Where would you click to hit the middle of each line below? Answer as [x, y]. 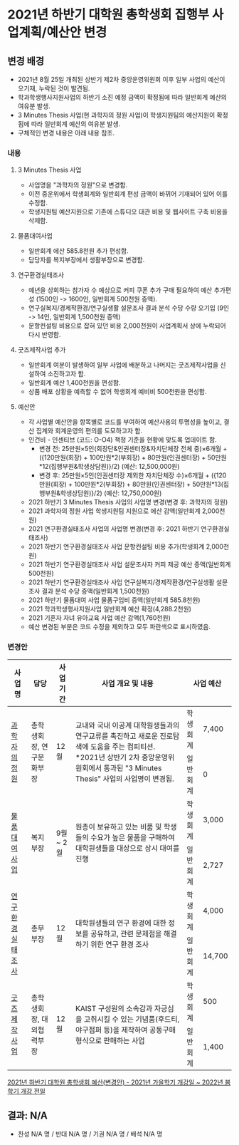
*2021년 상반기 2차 [108, 757]
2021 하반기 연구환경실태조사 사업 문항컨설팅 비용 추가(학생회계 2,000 [126, 546]
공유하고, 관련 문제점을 [126, 933]
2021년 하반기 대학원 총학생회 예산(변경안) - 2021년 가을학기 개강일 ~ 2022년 [115, 1082]
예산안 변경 [77, 32]
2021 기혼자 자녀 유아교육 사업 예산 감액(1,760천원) [99, 618]
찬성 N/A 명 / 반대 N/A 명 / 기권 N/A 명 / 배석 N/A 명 [90, 1134]
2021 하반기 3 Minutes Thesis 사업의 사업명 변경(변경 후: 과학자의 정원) [128, 502]
